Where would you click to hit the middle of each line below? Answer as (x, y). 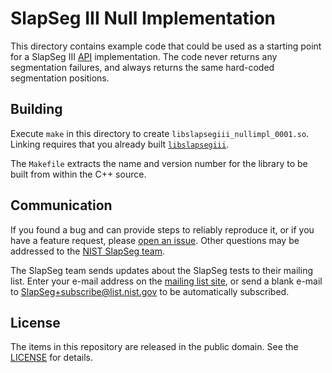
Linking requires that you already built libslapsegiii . (120, 144)
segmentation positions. (60, 78)
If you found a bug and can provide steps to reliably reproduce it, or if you (162, 229)
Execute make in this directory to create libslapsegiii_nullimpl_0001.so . (160, 133)
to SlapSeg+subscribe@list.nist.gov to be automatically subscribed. (150, 291)
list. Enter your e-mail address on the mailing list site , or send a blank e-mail (166, 281)
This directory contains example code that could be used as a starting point (166, 46)
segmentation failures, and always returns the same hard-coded (142, 67)
